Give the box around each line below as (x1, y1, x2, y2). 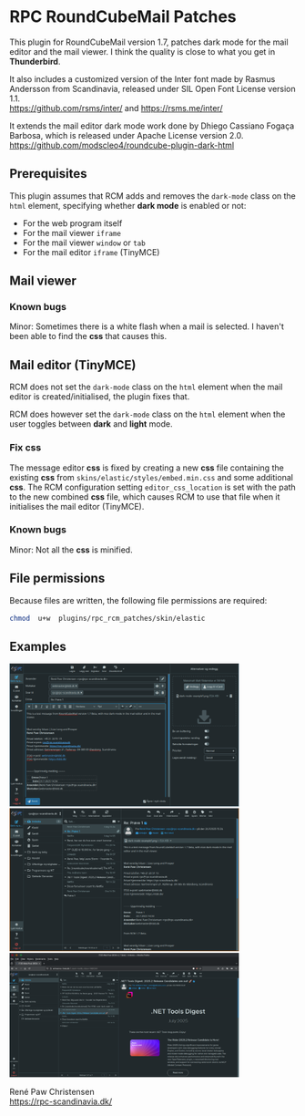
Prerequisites (9, 166, 87, 181)
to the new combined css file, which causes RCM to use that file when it (9, 491, 280, 502)
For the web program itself (22, 217, 123, 229)
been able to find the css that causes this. (9, 331, 168, 342)
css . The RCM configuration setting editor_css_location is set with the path (9, 481, 296, 492)
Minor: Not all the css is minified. (9, 544, 134, 555)
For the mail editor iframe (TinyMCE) (22, 246, 160, 257)
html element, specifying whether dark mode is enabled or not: (9, 200, 247, 211)
